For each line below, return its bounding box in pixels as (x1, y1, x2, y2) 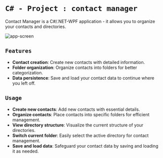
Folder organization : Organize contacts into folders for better (12, 64, 137, 70)
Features (5, 47, 32, 55)
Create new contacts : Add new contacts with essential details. (12, 106, 140, 112)
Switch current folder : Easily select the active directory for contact (12, 132, 149, 138)
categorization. (12, 69, 43, 75)
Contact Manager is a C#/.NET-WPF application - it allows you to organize (5, 18, 155, 24)
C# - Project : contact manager (5, 4, 138, 13)
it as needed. (12, 148, 39, 154)
